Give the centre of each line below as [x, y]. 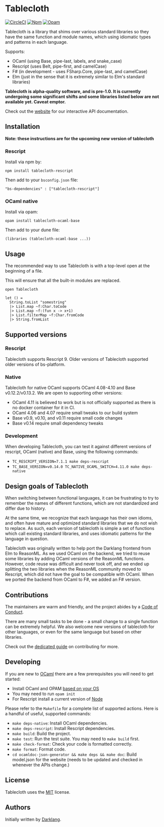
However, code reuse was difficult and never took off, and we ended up [77, 564]
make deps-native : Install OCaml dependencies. [60, 723]
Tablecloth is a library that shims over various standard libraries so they [77, 31]
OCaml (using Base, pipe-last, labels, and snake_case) [67, 61]
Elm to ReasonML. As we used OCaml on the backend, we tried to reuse [78, 553]
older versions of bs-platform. [35, 364]
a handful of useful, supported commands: [48, 713]
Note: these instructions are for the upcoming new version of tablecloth [80, 138]
